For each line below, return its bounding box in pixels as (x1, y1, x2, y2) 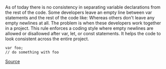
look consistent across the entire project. (5, 36, 89, 42)
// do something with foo (5, 50, 59, 55)
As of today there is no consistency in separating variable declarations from (5, 4, 161, 10)
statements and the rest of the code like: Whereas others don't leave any (5, 15, 155, 20)
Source (5, 59, 20, 64)
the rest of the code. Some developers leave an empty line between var (5, 9, 152, 15)
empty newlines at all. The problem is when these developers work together (5, 20, 161, 26)
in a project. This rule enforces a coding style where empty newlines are (5, 25, 154, 31)
